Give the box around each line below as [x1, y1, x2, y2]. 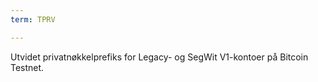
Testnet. [10, 61, 45, 73]
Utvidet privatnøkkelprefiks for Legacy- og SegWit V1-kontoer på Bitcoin [10, 51, 309, 63]
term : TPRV [10, 14, 56, 25]
